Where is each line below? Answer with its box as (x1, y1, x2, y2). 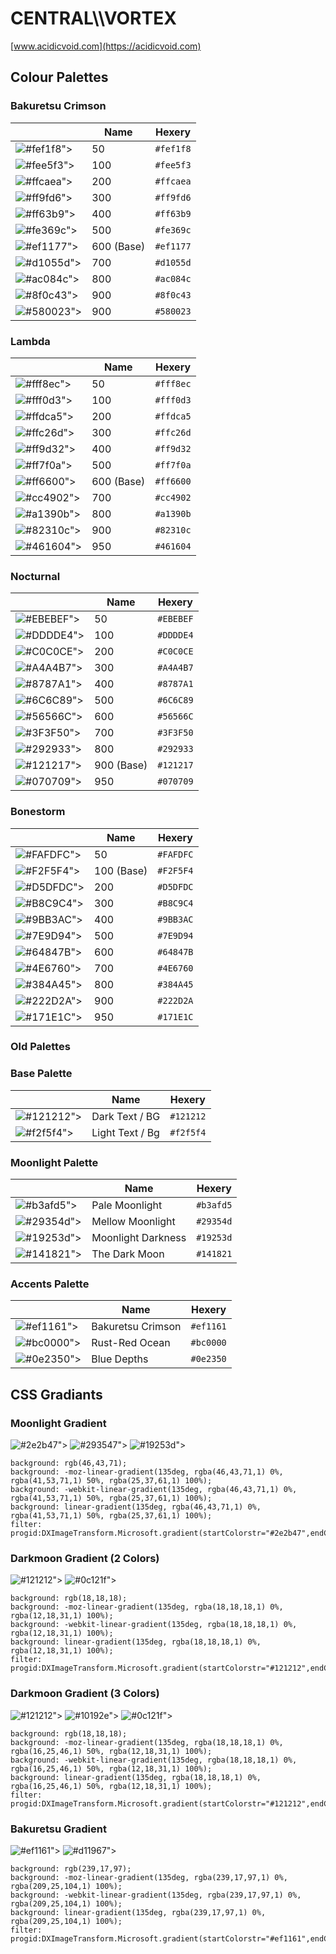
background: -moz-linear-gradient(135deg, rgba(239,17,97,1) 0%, (10, 1872, 288, 1882)
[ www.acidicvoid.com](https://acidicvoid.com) (10, 40, 202, 52)
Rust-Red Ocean (91, 1336, 171, 1350)
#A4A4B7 (157, 662, 194, 674)
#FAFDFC (157, 848, 194, 860)
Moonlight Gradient (10, 1416, 107, 1430)
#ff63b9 (154, 208, 192, 219)
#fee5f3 (154, 159, 192, 171)
